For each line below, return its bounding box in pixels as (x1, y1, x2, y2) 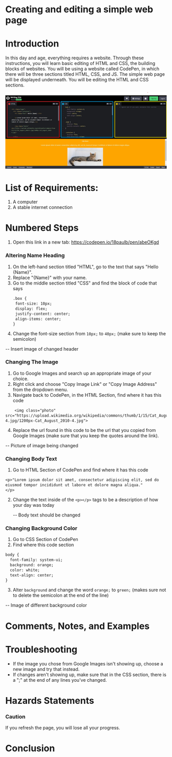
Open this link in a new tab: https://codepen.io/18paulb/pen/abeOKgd (12, 239, 159, 245)
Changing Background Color (5, 525, 78, 532)
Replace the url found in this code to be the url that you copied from (12, 427, 156, 433)
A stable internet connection (12, 204, 73, 210)
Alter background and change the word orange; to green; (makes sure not (12, 587, 166, 593)
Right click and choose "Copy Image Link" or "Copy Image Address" (12, 381, 157, 387)
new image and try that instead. (12, 666, 80, 672)
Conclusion (5, 743, 55, 754)
